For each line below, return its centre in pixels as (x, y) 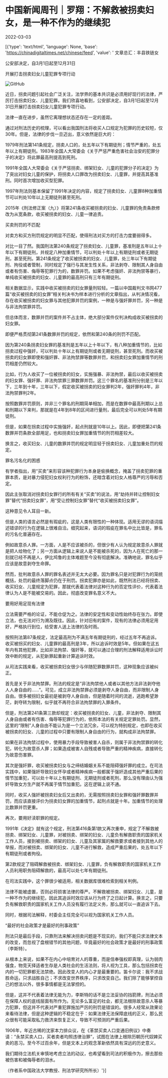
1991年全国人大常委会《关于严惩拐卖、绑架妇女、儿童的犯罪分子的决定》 (80, 167)
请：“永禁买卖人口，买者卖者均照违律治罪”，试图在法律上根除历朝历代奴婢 (82, 1036)
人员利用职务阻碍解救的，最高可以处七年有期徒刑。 (58, 870)
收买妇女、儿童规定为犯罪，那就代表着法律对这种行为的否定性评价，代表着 (82, 586)
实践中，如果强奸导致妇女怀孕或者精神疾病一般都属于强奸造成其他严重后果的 (84, 771)
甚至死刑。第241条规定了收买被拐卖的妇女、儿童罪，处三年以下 (79, 258)
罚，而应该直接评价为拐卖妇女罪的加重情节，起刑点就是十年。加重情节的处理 (84, 801)
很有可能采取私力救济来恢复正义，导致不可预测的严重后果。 (71, 1019)
